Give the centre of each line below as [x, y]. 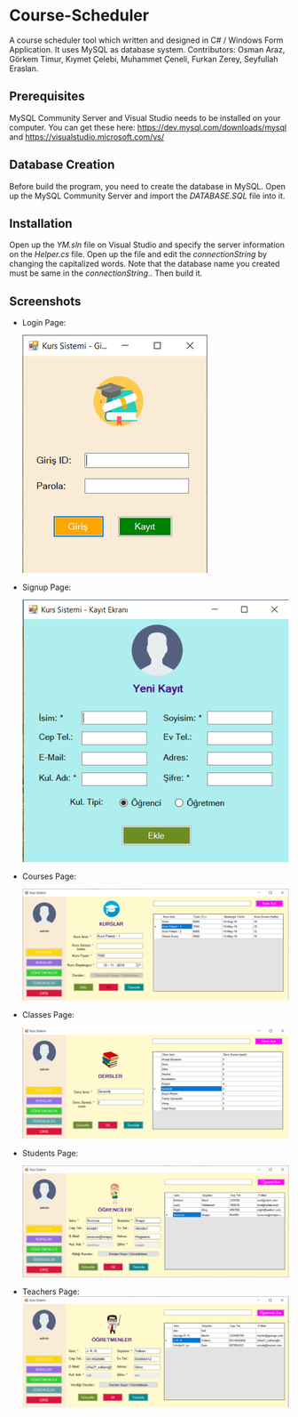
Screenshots [45, 301]
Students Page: [50, 1153]
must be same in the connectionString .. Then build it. [106, 273]
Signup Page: [47, 587]
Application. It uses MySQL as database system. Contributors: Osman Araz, [147, 49]
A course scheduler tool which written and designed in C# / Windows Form [146, 40]
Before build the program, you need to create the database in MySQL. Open [147, 186]
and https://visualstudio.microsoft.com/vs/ [87, 137]
